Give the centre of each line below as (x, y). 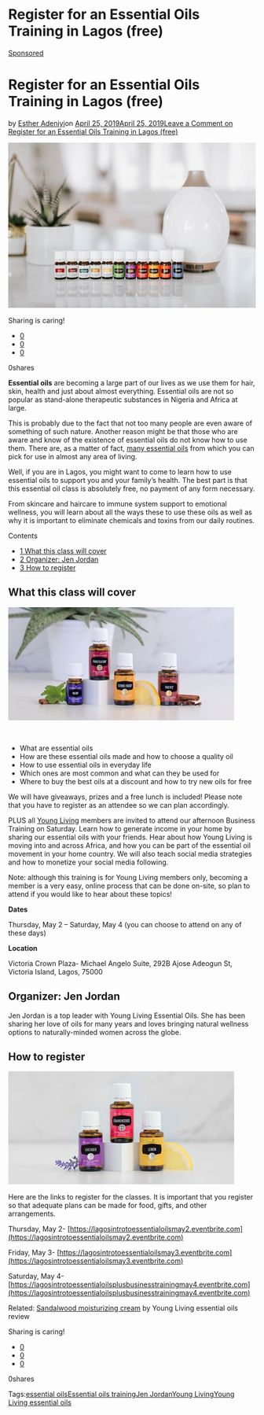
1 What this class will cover (63, 551)
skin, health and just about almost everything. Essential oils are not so (121, 391)
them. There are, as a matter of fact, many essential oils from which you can (131, 448)
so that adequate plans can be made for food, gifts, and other (108, 1206)
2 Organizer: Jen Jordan (59, 559)
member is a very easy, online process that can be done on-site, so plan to (129, 886)
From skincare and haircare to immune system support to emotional (118, 503)
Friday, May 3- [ (34, 1253)
